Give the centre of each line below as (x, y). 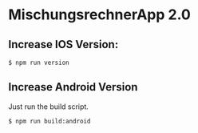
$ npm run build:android (49, 121)
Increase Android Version (73, 87)
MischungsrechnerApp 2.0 (100, 15)
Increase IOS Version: (63, 44)
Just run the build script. (49, 107)
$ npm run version (39, 62)
